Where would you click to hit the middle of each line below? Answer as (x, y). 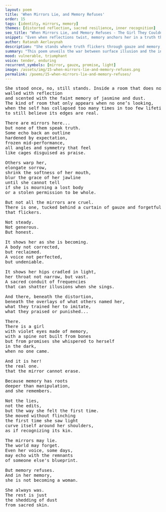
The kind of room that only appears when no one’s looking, (80, 103)
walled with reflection (34, 93)
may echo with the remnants (39, 455)
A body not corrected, (33, 247)
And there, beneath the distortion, (49, 296)
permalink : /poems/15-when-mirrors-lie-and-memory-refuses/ (68, 74)
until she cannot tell (33, 182)
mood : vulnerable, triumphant (36, 56)
